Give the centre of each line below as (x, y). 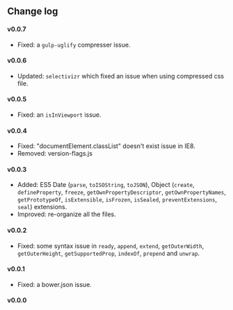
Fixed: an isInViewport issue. (59, 115)
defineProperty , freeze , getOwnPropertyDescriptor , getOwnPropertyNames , (121, 192)
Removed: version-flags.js (55, 154)
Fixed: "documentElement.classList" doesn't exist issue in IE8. (106, 146)
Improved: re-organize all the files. (66, 214)
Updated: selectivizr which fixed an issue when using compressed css (121, 76)
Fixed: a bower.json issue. (54, 284)
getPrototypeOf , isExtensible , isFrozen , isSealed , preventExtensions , (117, 199)
